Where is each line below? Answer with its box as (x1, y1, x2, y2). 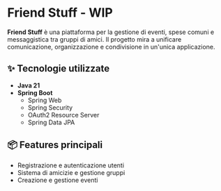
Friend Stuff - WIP (7, 5, 113, 21)
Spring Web (27, 96, 62, 104)
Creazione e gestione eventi (17, 176, 98, 184)
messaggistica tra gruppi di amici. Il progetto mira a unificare (7, 35, 182, 43)
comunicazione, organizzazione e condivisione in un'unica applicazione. (7, 42, 215, 51)
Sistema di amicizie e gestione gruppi (17, 168, 125, 176)
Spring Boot (17, 88, 53, 97)
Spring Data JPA (27, 118, 75, 126)
